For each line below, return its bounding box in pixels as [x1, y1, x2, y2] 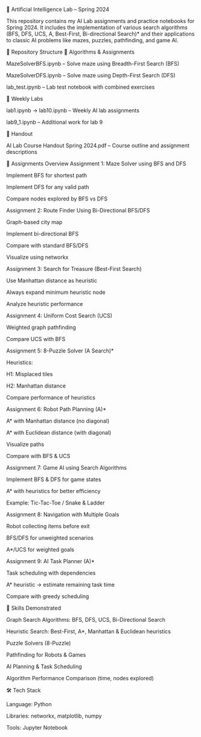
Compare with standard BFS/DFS [6, 242, 89, 249]
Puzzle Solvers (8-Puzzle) [6, 640, 71, 646]
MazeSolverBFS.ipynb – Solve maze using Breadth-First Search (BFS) [6, 60, 180, 67]
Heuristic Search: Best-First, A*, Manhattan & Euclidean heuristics [6, 628, 171, 635]
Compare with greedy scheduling [6, 593, 89, 600]
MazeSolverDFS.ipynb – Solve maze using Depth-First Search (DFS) [6, 72, 176, 78]
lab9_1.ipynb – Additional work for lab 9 [6, 118, 103, 126]
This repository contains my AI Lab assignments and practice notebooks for [6, 18, 195, 24]
